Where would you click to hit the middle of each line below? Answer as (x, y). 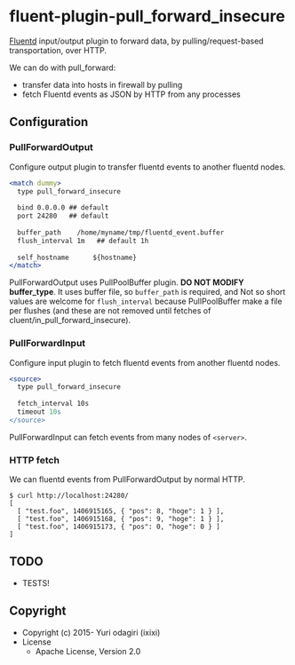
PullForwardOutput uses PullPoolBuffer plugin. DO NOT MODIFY (127, 282)
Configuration (49, 122)
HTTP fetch (35, 460)
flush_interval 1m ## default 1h (83, 241)
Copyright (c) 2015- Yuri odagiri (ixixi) (91, 632)
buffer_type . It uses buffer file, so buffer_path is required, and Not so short (147, 292)
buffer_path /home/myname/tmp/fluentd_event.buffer (121, 233)
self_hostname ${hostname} (77, 257)
